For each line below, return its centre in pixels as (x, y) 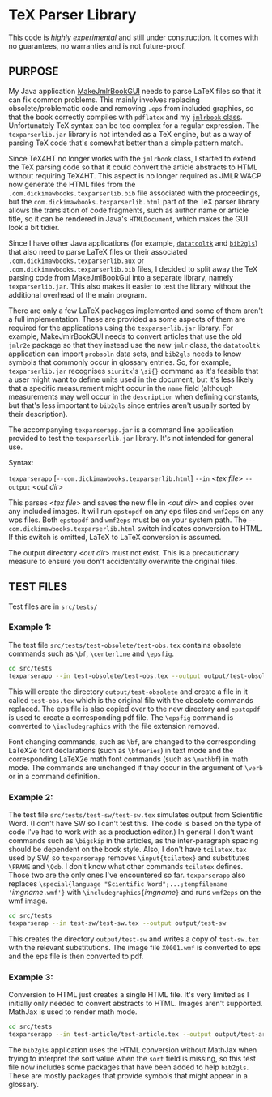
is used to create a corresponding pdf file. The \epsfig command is (121, 717)
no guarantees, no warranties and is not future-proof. (97, 45)
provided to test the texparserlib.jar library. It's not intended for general (131, 438)
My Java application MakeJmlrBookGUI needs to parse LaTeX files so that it (135, 91)
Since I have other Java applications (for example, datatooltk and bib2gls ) (133, 243)
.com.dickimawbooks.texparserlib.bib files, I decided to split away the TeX (133, 268)
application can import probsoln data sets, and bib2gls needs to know (125, 354)
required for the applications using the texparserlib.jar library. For (121, 328)
